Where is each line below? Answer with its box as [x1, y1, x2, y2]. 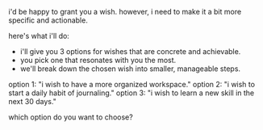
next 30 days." [8, 97, 56, 106]
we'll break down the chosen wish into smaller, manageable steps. [19, 64, 240, 73]
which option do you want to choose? [8, 112, 133, 122]
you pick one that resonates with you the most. [19, 56, 177, 65]
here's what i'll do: [8, 31, 70, 40]
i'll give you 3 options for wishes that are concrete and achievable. [19, 47, 241, 56]
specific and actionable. [8, 15, 89, 25]
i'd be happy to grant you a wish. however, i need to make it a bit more [8, 7, 242, 16]
